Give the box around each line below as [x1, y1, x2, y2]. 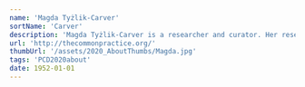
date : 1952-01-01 [9, 64, 75, 73]
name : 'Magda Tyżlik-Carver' [9, 13, 120, 23]
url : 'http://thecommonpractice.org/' [9, 38, 156, 48]
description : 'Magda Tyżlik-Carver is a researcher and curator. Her [9, 30, 279, 39]
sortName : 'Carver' [9, 22, 84, 31]
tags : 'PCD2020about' [9, 55, 92, 64]
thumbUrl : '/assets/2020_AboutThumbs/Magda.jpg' [9, 47, 197, 56]
